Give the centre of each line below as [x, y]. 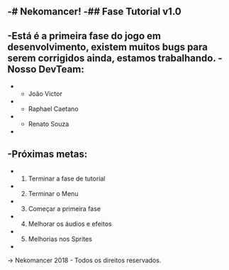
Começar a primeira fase [65, 209]
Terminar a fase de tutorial [67, 179]
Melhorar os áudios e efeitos [70, 224]
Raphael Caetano [54, 109]
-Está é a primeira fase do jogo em [84, 36]
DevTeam [60, 69]
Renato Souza [49, 124]
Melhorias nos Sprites [60, 239]
